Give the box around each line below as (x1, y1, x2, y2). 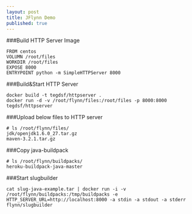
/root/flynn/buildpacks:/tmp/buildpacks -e (6, 192, 118, 198)
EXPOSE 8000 (6, 64, 36, 71)
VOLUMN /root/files (6, 54, 56, 60)
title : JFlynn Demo (6, 15, 56, 21)
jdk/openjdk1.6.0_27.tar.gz (6, 131, 78, 137)
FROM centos (6, 49, 36, 55)
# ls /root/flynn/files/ (6, 125, 69, 131)
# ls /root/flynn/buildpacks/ (6, 159, 83, 165)
